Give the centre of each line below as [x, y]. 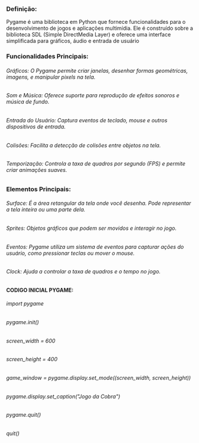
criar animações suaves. [37, 170]
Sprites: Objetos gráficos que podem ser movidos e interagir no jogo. [91, 228]
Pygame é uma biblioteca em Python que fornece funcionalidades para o [96, 22]
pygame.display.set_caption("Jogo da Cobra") [63, 396]
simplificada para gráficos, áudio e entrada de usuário [73, 41]
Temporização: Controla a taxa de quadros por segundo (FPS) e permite [96, 164]
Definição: [22, 9]
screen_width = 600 [31, 341]
